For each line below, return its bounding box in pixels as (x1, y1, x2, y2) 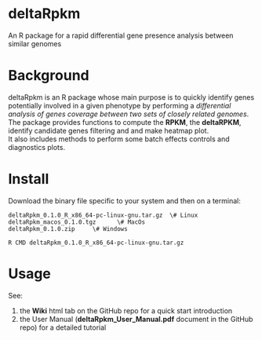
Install (8, 170, 49, 188)
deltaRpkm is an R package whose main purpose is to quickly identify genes (8, 92, 255, 102)
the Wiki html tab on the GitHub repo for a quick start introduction (19, 305, 233, 315)
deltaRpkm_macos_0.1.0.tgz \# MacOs (8, 218, 146, 226)
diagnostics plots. (8, 142, 65, 152)
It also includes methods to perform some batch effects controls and (8, 134, 230, 144)
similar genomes (8, 38, 62, 48)
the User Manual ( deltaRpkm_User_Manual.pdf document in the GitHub (19, 314, 253, 324)
